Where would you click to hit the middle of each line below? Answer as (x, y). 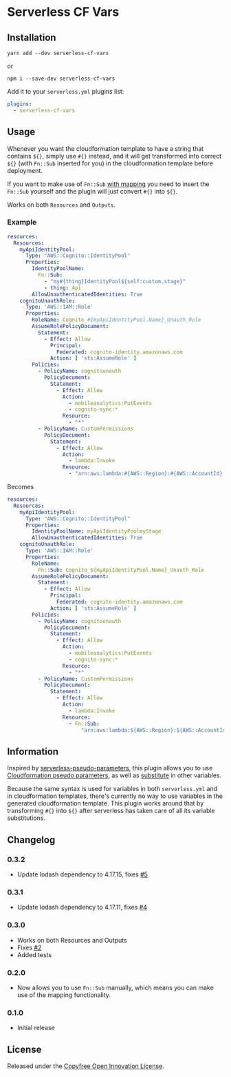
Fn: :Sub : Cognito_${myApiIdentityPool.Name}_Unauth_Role (121, 570)
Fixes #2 (29, 947)
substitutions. (26, 818)
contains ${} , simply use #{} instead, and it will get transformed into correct (114, 156)
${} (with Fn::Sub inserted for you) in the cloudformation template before (110, 163)
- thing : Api (62, 288)
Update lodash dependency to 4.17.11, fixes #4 (82, 907)
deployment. (25, 170)
